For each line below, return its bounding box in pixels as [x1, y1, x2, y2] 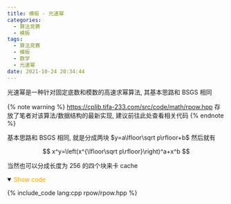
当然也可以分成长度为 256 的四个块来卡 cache [7, 161, 138, 169]
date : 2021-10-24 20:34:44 [7, 68, 85, 75]
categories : [7, 17, 41, 24]
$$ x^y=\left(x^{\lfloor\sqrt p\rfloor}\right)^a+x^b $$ [42, 147, 190, 156]
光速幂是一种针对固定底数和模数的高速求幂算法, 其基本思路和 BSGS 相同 [7, 88, 212, 96]
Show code [13, 175, 46, 183]
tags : [7, 36, 23, 43]
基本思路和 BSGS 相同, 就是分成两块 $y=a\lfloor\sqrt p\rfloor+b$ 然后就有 [7, 133, 216, 142]
